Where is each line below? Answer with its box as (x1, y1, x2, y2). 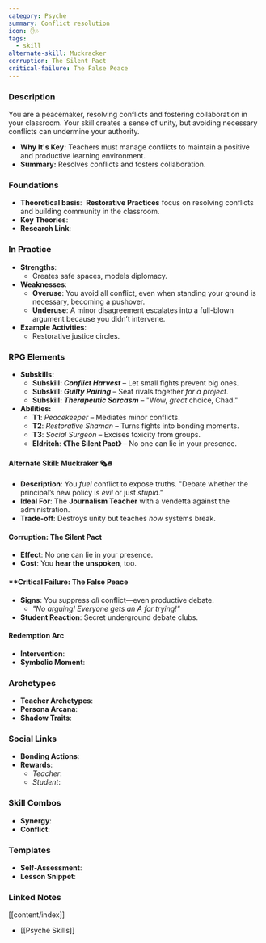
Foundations (8, 179, 59, 191)
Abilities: (19, 403, 52, 413)
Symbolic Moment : (19, 657, 86, 667)
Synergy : (19, 815, 53, 825)
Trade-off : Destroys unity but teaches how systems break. (19, 514, 216, 524)
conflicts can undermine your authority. (8, 127, 140, 137)
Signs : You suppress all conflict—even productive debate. (19, 595, 214, 604)
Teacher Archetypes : (19, 696, 93, 705)
